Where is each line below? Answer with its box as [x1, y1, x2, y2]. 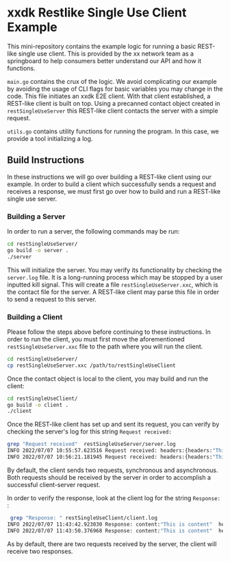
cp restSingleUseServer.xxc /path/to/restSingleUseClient [7, 362, 176, 369]
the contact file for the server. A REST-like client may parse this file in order [7, 287, 220, 296]
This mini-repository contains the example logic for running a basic [7, 42, 196, 50]
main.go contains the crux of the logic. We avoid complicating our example [7, 77, 217, 85]
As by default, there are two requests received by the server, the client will [7, 539, 217, 548]
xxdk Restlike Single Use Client [7, 5, 187, 21]
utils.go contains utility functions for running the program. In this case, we [7, 127, 219, 135]
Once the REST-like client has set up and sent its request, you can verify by [7, 420, 220, 429]
